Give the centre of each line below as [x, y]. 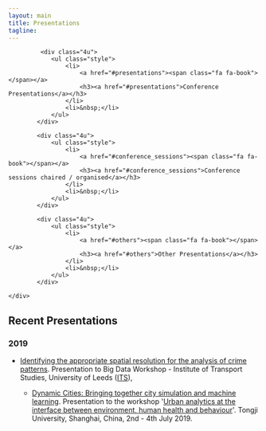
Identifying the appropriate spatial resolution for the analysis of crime [133, 361]
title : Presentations [44, 23]
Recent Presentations [63, 321]
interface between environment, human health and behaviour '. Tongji [145, 410]
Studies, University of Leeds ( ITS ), [76, 378]
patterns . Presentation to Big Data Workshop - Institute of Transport [131, 369]
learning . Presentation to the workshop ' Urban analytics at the [134, 402]
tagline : [23, 30]
